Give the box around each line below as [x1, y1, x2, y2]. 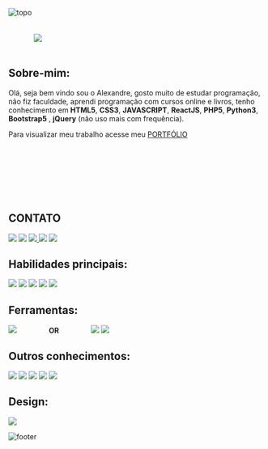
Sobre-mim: [8, 66, 70, 80]
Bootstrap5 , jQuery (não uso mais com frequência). [8, 113, 185, 123]
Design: [8, 395, 49, 409]
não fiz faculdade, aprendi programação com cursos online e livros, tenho [8, 96, 255, 106]
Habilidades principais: [8, 257, 128, 271]
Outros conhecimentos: [8, 349, 131, 363]
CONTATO [8, 211, 62, 226]
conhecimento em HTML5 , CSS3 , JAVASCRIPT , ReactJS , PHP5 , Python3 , [8, 105, 259, 115]
